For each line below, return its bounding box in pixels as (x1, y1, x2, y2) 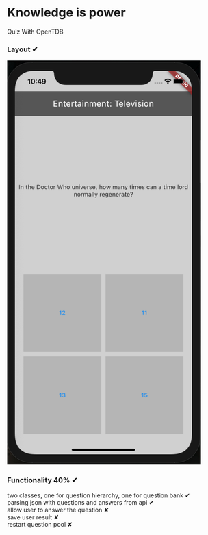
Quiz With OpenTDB (7, 27, 64, 36)
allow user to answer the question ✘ (7, 506, 109, 514)
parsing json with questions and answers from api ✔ (7, 498, 155, 506)
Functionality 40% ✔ (7, 475, 78, 485)
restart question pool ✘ (7, 520, 73, 528)
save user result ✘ (7, 512, 60, 521)
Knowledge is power (7, 5, 126, 21)
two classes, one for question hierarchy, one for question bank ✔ (7, 491, 190, 499)
